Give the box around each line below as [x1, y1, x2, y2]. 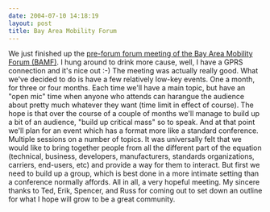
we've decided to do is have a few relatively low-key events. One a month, [8, 74, 255, 85]
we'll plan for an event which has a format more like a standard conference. [8, 126, 260, 135]
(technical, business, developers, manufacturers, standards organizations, [8, 152, 255, 161]
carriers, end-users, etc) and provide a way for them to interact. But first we [8, 160, 260, 170]
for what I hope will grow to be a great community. [8, 194, 176, 204]
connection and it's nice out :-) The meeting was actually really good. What [8, 66, 259, 76]
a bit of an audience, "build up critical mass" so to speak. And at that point [8, 118, 255, 127]
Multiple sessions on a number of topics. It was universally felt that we [8, 135, 242, 144]
